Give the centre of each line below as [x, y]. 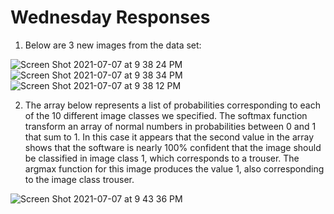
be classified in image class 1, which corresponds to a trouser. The [162, 158]
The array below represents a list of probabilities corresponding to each [172, 105]
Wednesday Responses [110, 17]
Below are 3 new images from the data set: [113, 45]
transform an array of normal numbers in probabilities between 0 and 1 [170, 126]
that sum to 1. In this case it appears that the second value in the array [169, 137]
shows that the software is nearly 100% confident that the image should [173, 147]
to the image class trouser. [79, 179]
